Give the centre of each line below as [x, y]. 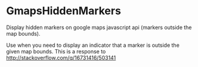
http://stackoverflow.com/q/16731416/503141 [61, 58]
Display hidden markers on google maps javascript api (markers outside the [99, 27]
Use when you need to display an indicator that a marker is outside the [93, 45]
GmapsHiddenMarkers [64, 11]
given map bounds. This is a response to [56, 51]
